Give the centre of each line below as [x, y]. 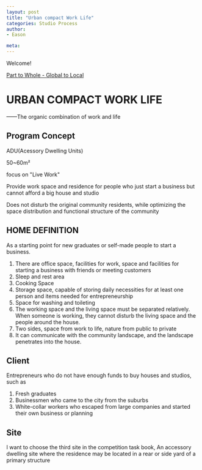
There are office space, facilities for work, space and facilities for [97, 263]
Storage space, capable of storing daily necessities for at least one [99, 289]
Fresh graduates [36, 394]
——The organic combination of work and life [63, 116]
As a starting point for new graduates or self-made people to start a [91, 245]
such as [16, 382]
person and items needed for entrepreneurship [74, 296]
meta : [13, 46]
